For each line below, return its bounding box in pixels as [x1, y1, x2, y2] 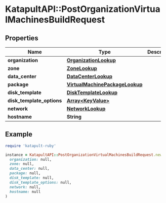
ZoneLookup [66, 65, 97, 71]
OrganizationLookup [66, 57, 116, 64]
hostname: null [9, 189, 41, 194]
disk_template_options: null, [9, 180, 72, 185]
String [66, 113, 82, 120]
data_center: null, [9, 166, 50, 171]
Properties [5, 34, 39, 42]
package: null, [9, 171, 41, 176]
